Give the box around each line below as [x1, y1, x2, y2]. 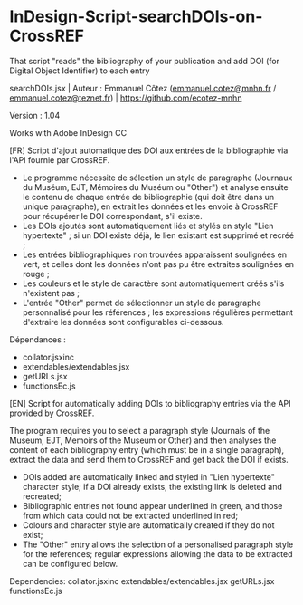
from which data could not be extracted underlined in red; [22, 510, 238, 521]
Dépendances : [9, 333, 66, 345]
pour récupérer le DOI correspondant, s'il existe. [22, 210, 204, 221]
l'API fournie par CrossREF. [9, 154, 110, 165]
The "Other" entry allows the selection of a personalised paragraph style [22, 539, 294, 550]
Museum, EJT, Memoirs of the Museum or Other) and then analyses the [9, 435, 277, 446]
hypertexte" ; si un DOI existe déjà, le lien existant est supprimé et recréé [22, 229, 295, 241]
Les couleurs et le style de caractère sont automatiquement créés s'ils [22, 278, 285, 289]
